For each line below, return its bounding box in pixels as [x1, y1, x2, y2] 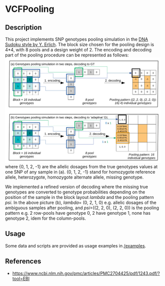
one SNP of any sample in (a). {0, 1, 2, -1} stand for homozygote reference [5, 169, 156, 175]
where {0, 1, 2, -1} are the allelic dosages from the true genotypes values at [5, 164, 158, 170]
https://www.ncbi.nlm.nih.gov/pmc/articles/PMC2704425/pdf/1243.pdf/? [12, 270, 160, 276]
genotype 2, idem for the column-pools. [5, 215, 86, 221]
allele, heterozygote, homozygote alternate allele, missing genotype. [5, 174, 144, 180]
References [5, 257, 41, 266]
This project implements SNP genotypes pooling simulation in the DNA [5, 36, 148, 42]
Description [5, 23, 42, 32]
